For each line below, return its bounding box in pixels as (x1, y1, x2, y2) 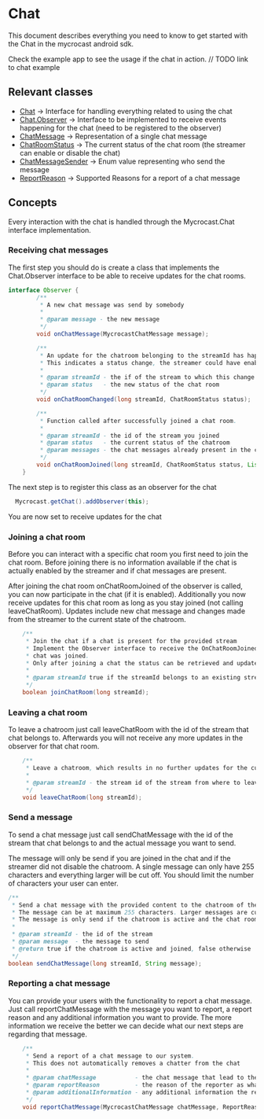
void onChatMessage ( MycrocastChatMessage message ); (36, 330, 210, 338)
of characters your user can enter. (8, 878, 119, 888)
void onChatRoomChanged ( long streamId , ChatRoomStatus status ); (36, 396, 251, 403)
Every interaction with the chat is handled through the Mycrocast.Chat (8, 217, 235, 226)
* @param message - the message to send (11, 937, 149, 945)
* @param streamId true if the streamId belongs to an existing (25, 674, 241, 682)
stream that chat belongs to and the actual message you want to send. (8, 838, 236, 848)
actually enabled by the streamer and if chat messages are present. (8, 566, 227, 576)
